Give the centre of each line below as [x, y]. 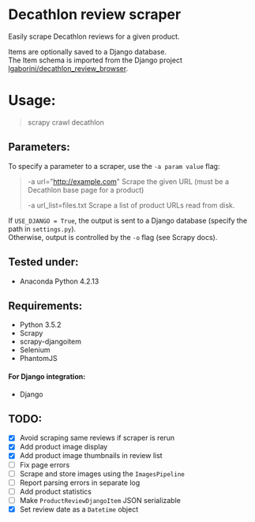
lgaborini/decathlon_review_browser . [68, 68]
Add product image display [64, 447]
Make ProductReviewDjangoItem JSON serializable [100, 500]
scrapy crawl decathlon [66, 122]
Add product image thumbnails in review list [91, 456]
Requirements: [45, 306]
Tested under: [43, 262]
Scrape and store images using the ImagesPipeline [102, 473]
